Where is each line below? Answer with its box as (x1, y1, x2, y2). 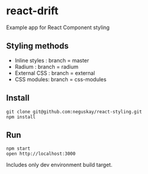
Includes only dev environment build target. (6, 162, 113, 169)
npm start (6, 145, 31, 152)
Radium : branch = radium (14, 63, 79, 70)
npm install (6, 114, 36, 120)
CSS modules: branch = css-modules (14, 75, 107, 83)
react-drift (6, 4, 59, 18)
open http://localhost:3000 (6, 151, 76, 157)
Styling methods (6, 41, 69, 51)
